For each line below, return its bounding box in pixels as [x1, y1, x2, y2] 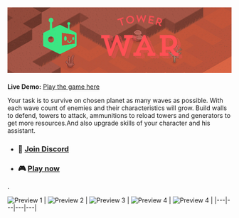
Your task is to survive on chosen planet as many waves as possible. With [7, 96, 224, 104]
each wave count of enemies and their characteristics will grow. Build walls [7, 104, 228, 112]
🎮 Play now [17, 163, 60, 173]
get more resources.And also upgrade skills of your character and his [7, 119, 211, 127]
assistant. [7, 126, 36, 135]
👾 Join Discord [17, 143, 70, 153]
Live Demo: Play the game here [7, 82, 100, 91]
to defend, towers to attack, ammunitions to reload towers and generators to [7, 111, 231, 119]
